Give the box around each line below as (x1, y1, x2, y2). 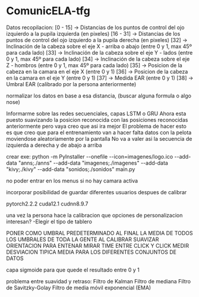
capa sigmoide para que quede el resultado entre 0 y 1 (6, 266, 140, 273)
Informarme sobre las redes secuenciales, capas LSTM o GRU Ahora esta (6, 110, 187, 117)
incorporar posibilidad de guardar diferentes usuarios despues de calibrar (6, 188, 187, 195)
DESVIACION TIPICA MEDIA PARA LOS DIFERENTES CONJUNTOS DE (6, 248, 177, 255)
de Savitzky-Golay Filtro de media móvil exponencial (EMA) (6, 284, 151, 291)
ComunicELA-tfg (6, 4, 90, 18)
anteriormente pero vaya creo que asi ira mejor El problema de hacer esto (6, 122, 187, 129)
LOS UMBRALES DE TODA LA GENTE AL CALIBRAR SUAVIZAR (6, 236, 159, 243)
